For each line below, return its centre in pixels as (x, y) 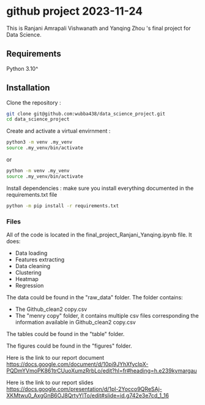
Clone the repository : (34, 103)
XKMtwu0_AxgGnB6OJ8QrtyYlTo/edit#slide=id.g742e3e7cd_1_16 (88, 395)
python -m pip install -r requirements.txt (63, 206)
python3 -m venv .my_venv (39, 142)
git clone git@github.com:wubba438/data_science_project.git (86, 114)
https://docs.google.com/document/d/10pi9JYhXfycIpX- (77, 364)
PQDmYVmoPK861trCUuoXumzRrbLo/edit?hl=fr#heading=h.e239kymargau (102, 370)
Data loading (31, 253)
